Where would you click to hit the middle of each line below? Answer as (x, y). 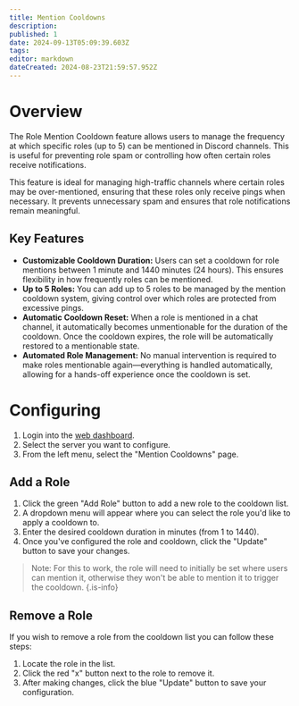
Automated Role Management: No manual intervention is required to (149, 355)
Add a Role (40, 482)
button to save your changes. (76, 551)
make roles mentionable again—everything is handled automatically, (148, 365)
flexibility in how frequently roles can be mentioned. (117, 279)
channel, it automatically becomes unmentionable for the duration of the (155, 326)
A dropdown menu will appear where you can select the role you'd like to (157, 513)
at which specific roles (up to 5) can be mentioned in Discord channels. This (149, 146)
